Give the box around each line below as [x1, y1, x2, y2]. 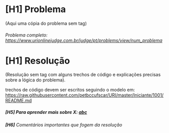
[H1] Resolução [5, 55, 70, 66]
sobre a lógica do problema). [5, 77, 66, 83]
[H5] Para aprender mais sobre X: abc [5, 109, 87, 115]
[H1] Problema [5, 4, 66, 15]
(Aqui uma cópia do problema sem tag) [5, 20, 87, 26]
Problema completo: [5, 32, 48, 38]
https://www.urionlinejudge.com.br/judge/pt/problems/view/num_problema [5, 37, 162, 43]
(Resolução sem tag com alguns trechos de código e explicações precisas [5, 72, 161, 78]
